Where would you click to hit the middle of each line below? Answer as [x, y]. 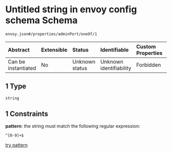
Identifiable [114, 50]
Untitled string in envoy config [71, 9]
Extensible [54, 50]
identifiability [116, 68]
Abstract [19, 50]
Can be [17, 62]
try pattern [17, 145]
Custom [146, 46]
